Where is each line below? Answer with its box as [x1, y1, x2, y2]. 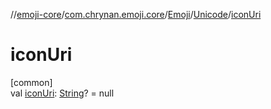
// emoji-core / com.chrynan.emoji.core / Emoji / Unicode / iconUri [10, 9, 262, 20]
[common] [10, 76, 53, 88]
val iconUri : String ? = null [10, 87, 115, 99]
